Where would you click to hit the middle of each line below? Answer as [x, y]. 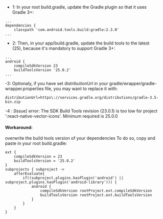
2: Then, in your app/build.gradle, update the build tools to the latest [81, 43]
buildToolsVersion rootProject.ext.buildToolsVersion [96, 195]
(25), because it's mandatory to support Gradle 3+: [64, 48]
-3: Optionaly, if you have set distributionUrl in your [57, 83]
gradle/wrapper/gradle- [133, 83]
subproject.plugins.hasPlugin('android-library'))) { [61, 182]
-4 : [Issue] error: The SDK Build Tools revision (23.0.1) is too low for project [81, 111]
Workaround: [19, 127]
